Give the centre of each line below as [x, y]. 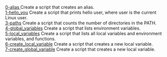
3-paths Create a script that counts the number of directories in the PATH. [81, 23]
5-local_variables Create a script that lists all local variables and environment [83, 33]
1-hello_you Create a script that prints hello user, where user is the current [81, 12]
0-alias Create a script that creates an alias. [50, 7]
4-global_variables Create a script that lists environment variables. [73, 28]
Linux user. [16, 18]
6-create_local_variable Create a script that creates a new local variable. [79, 44]
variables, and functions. [31, 39]
